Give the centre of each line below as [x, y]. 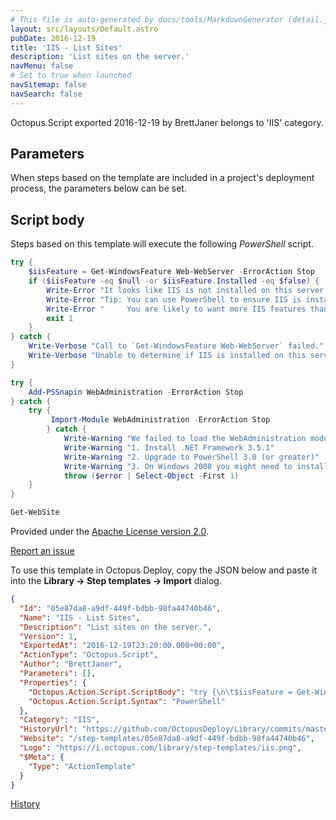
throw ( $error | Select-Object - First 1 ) [151, 476]
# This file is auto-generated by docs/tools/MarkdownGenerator [147, 19]
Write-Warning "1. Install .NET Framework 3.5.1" [169, 447]
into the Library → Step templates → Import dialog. [116, 580]
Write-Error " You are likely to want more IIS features [176, 309]
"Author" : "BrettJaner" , [71, 664]
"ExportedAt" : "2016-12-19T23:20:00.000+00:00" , [122, 646]
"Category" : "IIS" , [60, 720]
